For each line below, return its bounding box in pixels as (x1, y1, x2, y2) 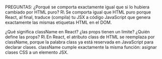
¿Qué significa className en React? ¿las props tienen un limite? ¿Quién (5, 29, 150, 34)
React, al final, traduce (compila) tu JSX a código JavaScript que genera (5, 15, 151, 20)
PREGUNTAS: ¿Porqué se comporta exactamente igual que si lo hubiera (5, 4, 150, 10)
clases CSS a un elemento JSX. (5, 49, 69, 55)
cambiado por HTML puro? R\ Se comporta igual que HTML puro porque (5, 9, 151, 15)
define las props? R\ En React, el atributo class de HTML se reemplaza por (5, 34, 155, 40)
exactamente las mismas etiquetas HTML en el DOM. (5, 19, 112, 25)
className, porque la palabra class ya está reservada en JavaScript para (5, 39, 154, 45)
